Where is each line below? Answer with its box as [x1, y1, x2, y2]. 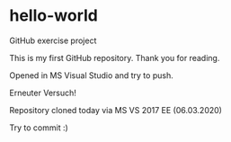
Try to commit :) [9, 122, 69, 133]
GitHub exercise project [9, 35, 97, 46]
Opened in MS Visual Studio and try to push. [9, 69, 173, 81]
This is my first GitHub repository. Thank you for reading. [9, 52, 220, 63]
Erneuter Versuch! [9, 87, 76, 98]
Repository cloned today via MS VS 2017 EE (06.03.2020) [9, 104, 223, 115]
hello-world [9, 5, 99, 26]
